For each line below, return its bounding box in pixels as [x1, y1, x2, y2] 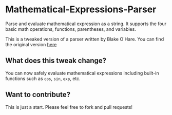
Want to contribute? [5, 90, 71, 99]
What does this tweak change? [5, 56, 107, 65]
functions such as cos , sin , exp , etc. [5, 75, 81, 82]
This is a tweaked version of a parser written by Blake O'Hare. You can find [5, 36, 164, 42]
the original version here [5, 41, 57, 47]
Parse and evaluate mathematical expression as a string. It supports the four [5, 21, 167, 27]
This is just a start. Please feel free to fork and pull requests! [5, 104, 132, 110]
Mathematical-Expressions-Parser [5, 4, 157, 15]
